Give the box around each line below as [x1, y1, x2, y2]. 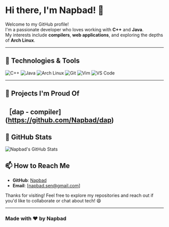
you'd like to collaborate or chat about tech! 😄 [5, 198, 102, 204]
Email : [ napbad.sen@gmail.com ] [12, 183, 80, 189]
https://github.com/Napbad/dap [8, 116, 112, 124]
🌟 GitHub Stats [5, 133, 52, 141]
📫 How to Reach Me [5, 161, 70, 170]
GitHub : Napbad [12, 177, 47, 183]
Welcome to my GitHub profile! [5, 21, 69, 27]
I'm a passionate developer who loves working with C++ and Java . [5, 26, 144, 32]
